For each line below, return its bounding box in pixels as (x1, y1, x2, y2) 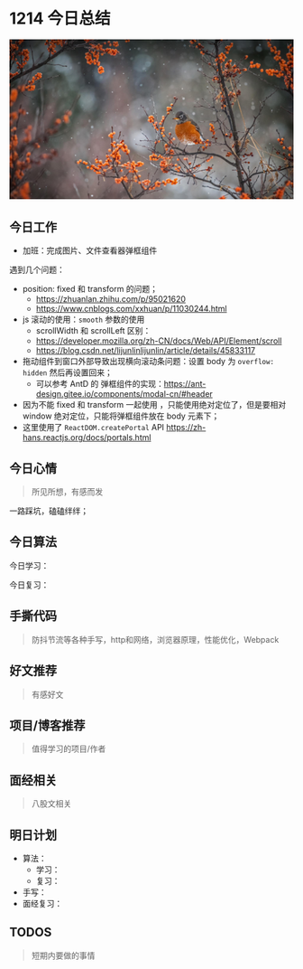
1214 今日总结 (9, 8, 111, 29)
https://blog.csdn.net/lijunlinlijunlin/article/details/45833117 (35, 345, 256, 356)
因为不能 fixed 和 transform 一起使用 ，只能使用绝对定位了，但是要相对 (22, 400, 287, 410)
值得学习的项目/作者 (31, 743, 106, 755)
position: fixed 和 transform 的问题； (22, 284, 158, 295)
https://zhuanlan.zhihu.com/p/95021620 (35, 294, 187, 305)
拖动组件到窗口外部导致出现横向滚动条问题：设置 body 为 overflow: (22, 356, 275, 367)
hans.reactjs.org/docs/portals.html (22, 432, 151, 443)
